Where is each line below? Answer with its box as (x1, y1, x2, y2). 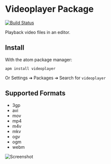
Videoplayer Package (5, 3, 94, 15)
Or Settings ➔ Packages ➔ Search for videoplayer (5, 75, 106, 81)
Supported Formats (5, 89, 66, 98)
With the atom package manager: (5, 57, 72, 63)
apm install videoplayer (5, 66, 56, 71)
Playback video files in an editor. (5, 29, 70, 35)
